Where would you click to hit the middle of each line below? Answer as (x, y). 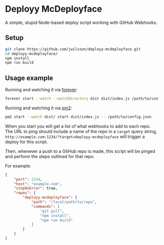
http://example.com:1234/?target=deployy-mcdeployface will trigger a (75, 136)
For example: (18, 166)
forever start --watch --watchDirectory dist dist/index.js (68, 99)
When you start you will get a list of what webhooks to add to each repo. (78, 126)
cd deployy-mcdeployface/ (31, 54)
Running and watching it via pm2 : (39, 108)
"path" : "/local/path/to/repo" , (64, 202)
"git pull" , (52, 211)
